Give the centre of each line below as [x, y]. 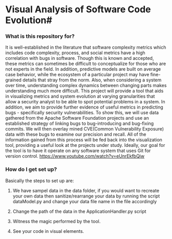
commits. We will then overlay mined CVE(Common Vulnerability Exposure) [85, 129]
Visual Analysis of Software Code [78, 9]
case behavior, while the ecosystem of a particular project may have [77, 75]
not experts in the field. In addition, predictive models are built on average [83, 69]
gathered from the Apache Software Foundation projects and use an [77, 118]
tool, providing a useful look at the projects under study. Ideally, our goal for [85, 145]
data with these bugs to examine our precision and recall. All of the [76, 135]
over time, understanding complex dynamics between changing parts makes [86, 85]
